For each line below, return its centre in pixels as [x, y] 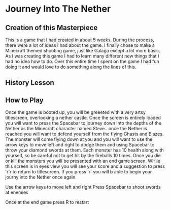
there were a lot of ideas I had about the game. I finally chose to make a [80, 45]
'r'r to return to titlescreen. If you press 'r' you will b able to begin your [79, 172]
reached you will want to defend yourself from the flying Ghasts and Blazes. [84, 134]
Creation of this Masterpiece [52, 28]
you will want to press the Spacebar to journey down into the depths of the [83, 123]
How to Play [25, 100]
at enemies [17, 192]
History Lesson [30, 83]
